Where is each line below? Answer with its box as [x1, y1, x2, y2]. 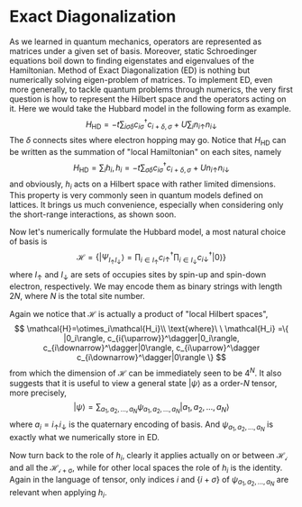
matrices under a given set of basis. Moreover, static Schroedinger [9, 45, 257, 56]
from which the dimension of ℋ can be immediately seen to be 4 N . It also [9, 367, 282, 378]
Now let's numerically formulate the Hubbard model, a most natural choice [9, 227, 287, 238]
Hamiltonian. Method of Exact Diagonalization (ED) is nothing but [9, 65, 251, 76]
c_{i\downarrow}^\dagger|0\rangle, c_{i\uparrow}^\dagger [42, 342, 261, 353]
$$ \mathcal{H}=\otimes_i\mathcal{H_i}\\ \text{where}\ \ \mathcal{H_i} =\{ [14, 323, 289, 334]
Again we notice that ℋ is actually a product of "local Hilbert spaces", [9, 309, 269, 320]
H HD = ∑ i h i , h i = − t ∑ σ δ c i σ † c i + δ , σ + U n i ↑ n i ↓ [73, 160, 230, 175]
